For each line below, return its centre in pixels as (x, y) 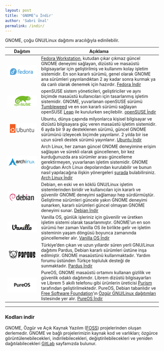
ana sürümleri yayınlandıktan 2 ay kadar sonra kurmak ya (98, 79)
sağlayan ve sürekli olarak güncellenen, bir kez (88, 151)
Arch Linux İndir (57, 177)
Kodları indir (20, 317)
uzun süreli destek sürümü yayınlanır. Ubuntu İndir (92, 140)
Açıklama (99, 51)
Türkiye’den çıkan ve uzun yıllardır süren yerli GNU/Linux (98, 245)
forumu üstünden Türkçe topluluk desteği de (86, 260)
